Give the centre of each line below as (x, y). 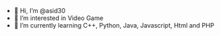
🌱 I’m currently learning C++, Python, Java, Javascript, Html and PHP (114, 25)
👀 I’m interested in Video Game (59, 18)
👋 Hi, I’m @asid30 (40, 11)
